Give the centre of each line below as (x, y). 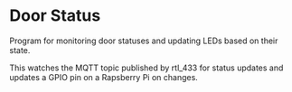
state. (20, 50)
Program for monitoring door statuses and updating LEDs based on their (144, 41)
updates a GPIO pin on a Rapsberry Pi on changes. (104, 77)
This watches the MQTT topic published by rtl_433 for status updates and (146, 68)
